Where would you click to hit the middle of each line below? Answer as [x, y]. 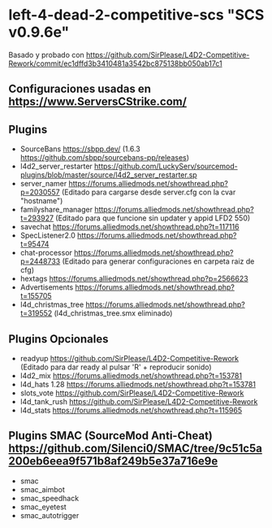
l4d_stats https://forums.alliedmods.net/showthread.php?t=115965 [131, 410]
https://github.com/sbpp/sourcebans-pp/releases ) [104, 158]
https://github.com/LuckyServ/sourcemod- [166, 166]
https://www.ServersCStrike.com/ [97, 102]
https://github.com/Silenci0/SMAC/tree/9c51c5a [135, 449]
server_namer [43, 184]
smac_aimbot [42, 489]
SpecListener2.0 [47, 236]
